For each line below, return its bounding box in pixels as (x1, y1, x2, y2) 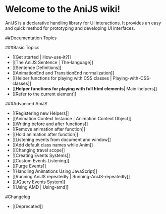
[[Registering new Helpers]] (12, 110, 69, 116)
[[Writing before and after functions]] (12, 121, 88, 127)
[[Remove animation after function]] (12, 126, 86, 132)
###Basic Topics (5, 44, 40, 50)
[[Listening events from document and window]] (12, 137, 111, 143)
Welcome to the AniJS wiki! (5, 3, 120, 15)
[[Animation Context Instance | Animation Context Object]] (12, 115, 132, 121)
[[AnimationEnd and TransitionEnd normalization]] (12, 70, 114, 75)
